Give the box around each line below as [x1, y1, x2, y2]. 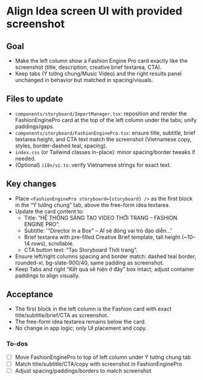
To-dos [6, 340, 28, 348]
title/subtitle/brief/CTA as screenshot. [14, 312, 109, 319]
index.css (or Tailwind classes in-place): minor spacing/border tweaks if [14, 148, 195, 155]
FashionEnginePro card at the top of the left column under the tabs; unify [14, 116, 197, 123]
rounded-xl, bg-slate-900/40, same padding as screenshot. [14, 259, 164, 266]
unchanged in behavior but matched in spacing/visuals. [14, 77, 153, 83]
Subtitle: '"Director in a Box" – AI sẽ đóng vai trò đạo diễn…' [24, 227, 172, 234]
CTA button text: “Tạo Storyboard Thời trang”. [24, 246, 138, 253]
